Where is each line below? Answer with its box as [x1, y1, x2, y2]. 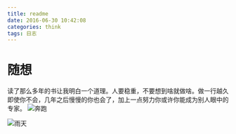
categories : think [7, 23, 61, 30]
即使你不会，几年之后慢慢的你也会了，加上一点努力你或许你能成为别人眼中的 [7, 95, 229, 104]
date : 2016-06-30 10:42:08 [7, 17, 86, 24]
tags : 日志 [7, 29, 37, 37]
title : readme [7, 10, 49, 18]
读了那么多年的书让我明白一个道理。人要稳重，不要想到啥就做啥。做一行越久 [7, 87, 229, 95]
